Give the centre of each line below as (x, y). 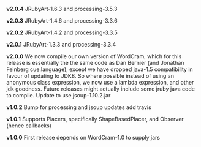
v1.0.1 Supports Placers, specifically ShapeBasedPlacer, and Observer (95, 119)
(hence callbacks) (29, 126)
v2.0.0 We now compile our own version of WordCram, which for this (94, 56)
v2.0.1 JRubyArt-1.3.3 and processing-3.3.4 (61, 44)
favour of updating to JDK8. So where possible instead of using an (90, 76)
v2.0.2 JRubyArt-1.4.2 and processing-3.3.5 (62, 32)
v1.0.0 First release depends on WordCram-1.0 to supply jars (83, 138)
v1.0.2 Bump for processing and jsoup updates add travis (79, 107)
